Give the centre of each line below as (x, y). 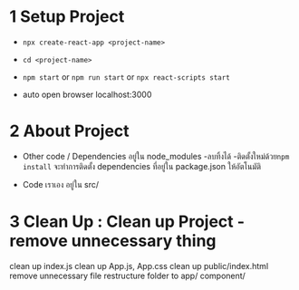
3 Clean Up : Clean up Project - (127, 222)
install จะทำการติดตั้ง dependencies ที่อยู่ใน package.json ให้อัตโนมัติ (141, 166)
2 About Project (69, 131)
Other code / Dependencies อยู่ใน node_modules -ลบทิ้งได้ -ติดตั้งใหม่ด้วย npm (156, 156)
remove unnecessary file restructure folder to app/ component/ (128, 275)
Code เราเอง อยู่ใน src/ (61, 184)
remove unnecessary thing (113, 241)
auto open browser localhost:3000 (87, 94)
